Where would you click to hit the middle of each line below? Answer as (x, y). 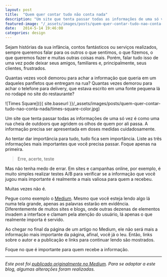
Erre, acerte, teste (36, 159)
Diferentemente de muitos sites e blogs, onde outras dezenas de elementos (83, 209)
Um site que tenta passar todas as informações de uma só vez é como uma (83, 118)
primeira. (14, 149)
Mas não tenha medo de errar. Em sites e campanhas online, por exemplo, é (83, 168)
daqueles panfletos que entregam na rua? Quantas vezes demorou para (79, 83)
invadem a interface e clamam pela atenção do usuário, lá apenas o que (79, 214)
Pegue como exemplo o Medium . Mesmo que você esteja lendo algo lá (78, 198)
